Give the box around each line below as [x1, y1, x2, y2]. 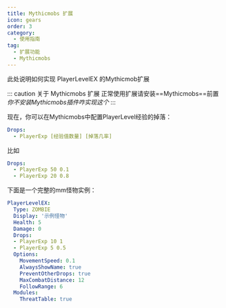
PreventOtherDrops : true [19, 270, 91, 277]
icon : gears [7, 17, 41, 23]
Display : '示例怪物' [13, 212, 68, 219]
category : [7, 29, 36, 37]
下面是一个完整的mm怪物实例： [7, 186, 96, 194]
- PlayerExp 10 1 [13, 238, 63, 245]
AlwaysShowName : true [19, 263, 81, 271]
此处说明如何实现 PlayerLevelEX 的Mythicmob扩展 [7, 74, 150, 83]
